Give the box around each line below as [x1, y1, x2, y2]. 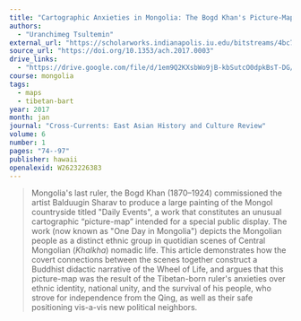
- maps [17, 88, 42, 97]
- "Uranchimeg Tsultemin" [17, 30, 115, 39]
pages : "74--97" [9, 146, 70, 155]
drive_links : [9, 55, 58, 64]
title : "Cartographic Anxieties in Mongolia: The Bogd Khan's [9, 13, 246, 22]
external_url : [9, 38, 63, 48]
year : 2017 [9, 105, 50, 114]
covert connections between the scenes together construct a [30, 255, 258, 265]
